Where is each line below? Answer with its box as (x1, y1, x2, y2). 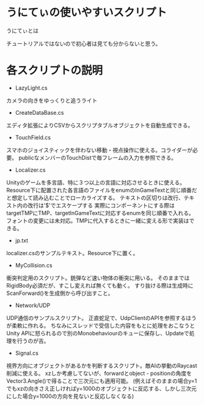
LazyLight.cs (15, 84, 48, 92)
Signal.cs (15, 349, 38, 357)
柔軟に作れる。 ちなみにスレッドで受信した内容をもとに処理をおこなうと (11, 322, 195, 329)
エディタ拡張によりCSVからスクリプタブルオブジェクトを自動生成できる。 (6, 121, 194, 129)
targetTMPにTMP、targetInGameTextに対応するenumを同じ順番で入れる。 (6, 209, 194, 217)
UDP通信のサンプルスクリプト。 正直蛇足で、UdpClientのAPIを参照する (6, 314, 186, 321)
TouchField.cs (15, 134, 51, 141)
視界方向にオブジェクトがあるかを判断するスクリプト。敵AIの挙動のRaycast (6, 361, 197, 369)
